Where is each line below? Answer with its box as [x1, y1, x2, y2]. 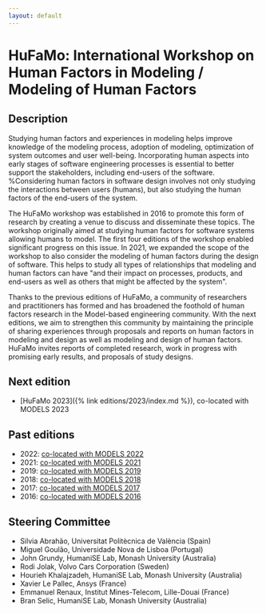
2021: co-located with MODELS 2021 [19, 458, 141, 467]
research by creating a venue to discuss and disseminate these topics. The [8, 217, 256, 227]
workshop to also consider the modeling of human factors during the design [8, 251, 259, 260]
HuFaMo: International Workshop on [8, 46, 255, 64]
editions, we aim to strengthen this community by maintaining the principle [8, 317, 254, 327]
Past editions [8, 428, 75, 442]
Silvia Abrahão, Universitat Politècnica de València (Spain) [19, 536, 212, 546]
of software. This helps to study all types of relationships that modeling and [8, 260, 257, 269]
